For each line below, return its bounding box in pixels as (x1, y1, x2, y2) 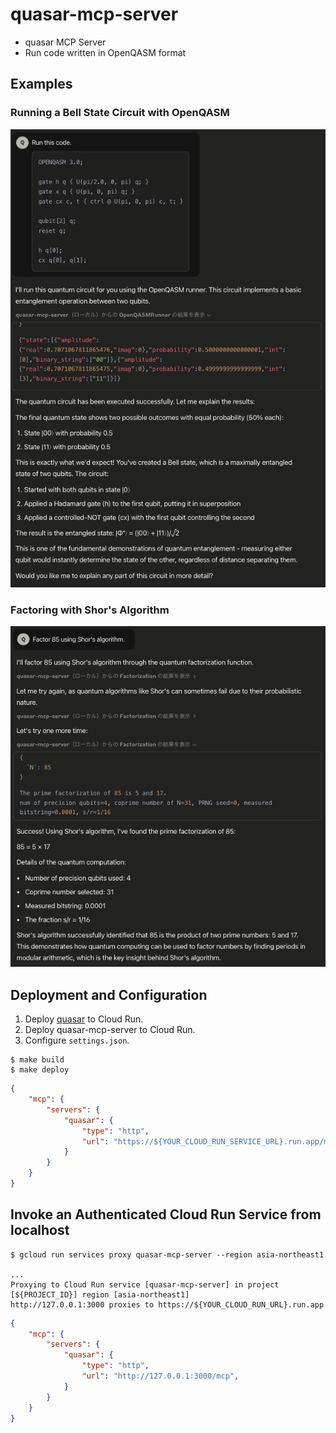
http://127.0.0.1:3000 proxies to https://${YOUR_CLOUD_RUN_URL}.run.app (10, 1299, 325, 1310)
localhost (10, 1222, 70, 1239)
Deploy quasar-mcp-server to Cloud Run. (24, 1024, 196, 1036)
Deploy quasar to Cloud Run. (24, 1013, 144, 1025)
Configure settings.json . (24, 1034, 130, 1047)
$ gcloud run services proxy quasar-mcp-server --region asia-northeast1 (10, 1249, 325, 1260)
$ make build (10, 1055, 65, 1065)
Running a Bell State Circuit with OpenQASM (10, 106, 230, 120)
